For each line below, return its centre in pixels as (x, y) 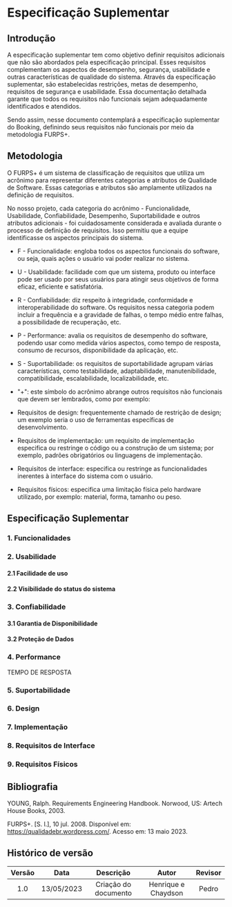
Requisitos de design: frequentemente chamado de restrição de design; (119, 412)
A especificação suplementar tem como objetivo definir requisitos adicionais (116, 55)
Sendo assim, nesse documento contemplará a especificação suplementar (113, 120)
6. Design (23, 708)
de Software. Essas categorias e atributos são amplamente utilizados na (110, 187)
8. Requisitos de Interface (51, 746)
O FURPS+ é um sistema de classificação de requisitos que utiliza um (106, 173)
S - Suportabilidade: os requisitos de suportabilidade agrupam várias (115, 363)
